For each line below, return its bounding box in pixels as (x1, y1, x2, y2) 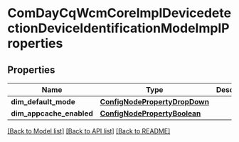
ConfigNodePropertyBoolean (100, 108, 201, 118)
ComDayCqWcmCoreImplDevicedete (7, 5, 232, 21)
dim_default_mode (11, 97, 76, 106)
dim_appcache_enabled (11, 108, 94, 118)
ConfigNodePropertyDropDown (100, 97, 210, 106)
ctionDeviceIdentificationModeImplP (7, 20, 230, 36)
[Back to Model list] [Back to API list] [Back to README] (7, 127, 171, 135)
